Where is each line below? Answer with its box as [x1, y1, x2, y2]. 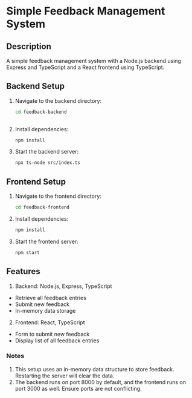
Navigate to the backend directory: [14, 97, 102, 104]
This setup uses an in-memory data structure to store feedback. [14, 365, 174, 373]
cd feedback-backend [14, 109, 67, 115]
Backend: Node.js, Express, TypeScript [14, 282, 112, 290]
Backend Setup [6, 81, 65, 91]
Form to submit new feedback [14, 330, 90, 338]
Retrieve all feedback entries [14, 294, 86, 301]
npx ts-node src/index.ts [14, 160, 80, 166]
